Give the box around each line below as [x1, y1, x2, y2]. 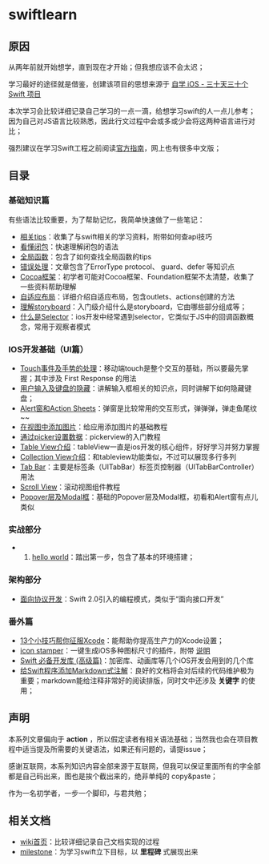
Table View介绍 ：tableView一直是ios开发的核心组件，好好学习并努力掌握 [19, 442, 260, 452]
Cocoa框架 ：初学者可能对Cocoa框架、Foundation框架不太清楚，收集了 [19, 271, 255, 281]
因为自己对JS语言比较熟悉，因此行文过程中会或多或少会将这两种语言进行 [8, 116, 248, 126]
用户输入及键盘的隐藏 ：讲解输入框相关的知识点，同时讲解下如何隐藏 [19, 383, 245, 393]
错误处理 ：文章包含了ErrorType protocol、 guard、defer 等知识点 [19, 262, 235, 271]
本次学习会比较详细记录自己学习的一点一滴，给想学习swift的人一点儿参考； [8, 106, 256, 115]
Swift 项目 [8, 90, 42, 98]
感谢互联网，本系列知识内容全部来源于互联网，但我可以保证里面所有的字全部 [8, 761, 261, 770]
